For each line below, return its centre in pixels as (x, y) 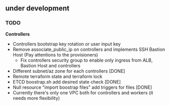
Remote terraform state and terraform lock (57, 76)
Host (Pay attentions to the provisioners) (55, 55)
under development (37, 8)
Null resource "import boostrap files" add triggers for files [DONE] (82, 87)
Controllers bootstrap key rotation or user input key (67, 44)
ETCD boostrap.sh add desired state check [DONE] (67, 82)
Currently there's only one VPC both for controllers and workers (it (83, 92)
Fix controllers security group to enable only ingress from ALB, (86, 60)
